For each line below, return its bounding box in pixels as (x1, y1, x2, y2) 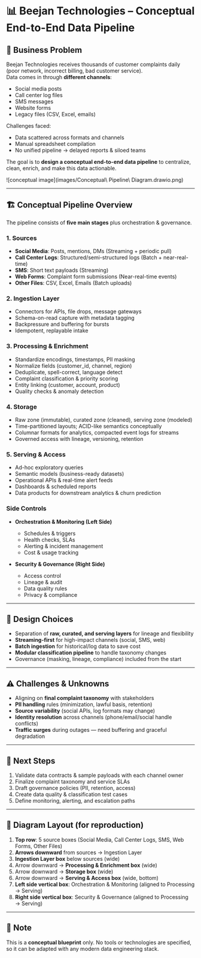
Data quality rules (23, 585, 68, 592)
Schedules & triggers (23, 530, 76, 537)
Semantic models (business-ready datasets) (14, 470, 124, 478)
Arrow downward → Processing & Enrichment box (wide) (14, 861, 157, 869)
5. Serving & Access (6, 450, 66, 458)
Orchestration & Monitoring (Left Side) (14, 518, 112, 525)
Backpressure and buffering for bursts (14, 321, 109, 328)
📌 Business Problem (6, 45, 83, 55)
